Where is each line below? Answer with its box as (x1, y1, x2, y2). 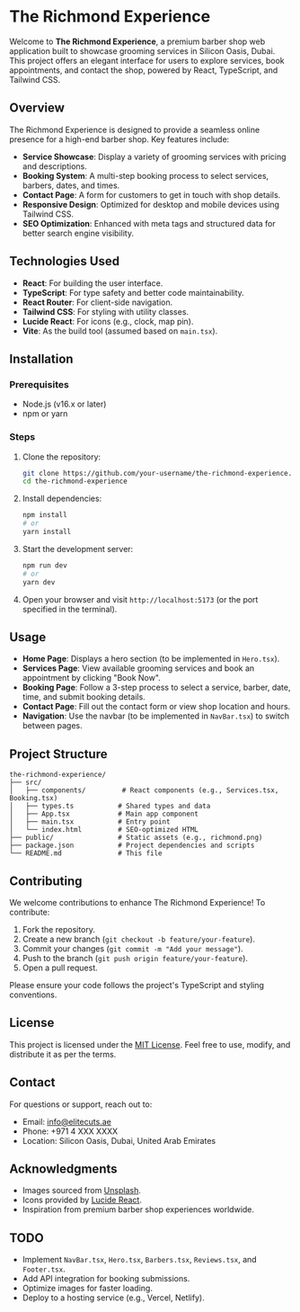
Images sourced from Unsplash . (22, 1185, 141, 1196)
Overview (9, 101, 66, 116)
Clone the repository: (22, 451, 101, 462)
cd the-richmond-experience (22, 477, 128, 486)
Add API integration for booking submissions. (22, 1273, 190, 1284)
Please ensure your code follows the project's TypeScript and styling (9, 979, 265, 990)
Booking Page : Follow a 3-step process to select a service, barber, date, (22, 682, 291, 693)
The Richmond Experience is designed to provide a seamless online (9, 124, 260, 135)
